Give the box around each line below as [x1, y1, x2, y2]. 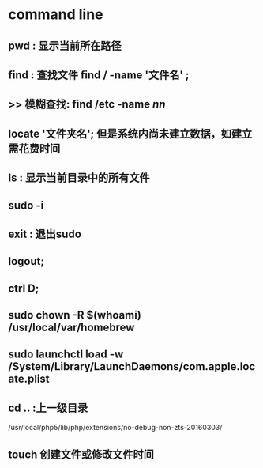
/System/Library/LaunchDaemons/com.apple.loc [8, 360, 256, 373]
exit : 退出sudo [8, 227, 81, 240]
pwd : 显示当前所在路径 [8, 39, 122, 52]
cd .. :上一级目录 [8, 401, 88, 414]
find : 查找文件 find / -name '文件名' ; [8, 68, 190, 81]
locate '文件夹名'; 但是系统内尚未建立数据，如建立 [8, 126, 253, 140]
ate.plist [8, 372, 50, 386]
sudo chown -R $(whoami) [8, 308, 142, 322]
